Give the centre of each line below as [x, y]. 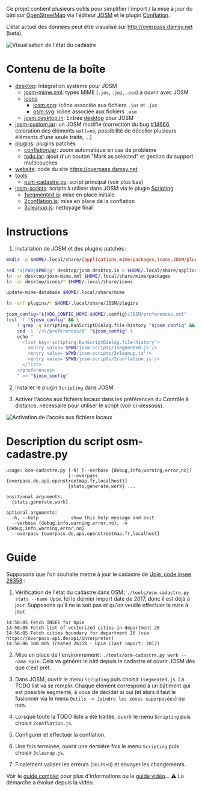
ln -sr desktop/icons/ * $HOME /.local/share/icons [70, 282]
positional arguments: [35, 496]
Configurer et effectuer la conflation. [60, 734]
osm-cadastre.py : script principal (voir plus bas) [84, 182]
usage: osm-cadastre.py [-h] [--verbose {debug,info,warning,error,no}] [99, 470]
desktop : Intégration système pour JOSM [66, 86]
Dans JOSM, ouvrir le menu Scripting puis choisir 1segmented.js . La [99, 679]
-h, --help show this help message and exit [83, 517]
